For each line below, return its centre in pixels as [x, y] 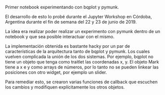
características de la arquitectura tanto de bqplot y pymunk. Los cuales [78, 51]
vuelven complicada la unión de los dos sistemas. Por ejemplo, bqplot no [79, 57]
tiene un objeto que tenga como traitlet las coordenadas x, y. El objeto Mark [82, 62]
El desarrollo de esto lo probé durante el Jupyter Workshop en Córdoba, [79, 16]
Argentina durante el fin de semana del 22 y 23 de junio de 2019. [71, 22]
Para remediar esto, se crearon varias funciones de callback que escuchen [82, 82]
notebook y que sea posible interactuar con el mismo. [60, 37]
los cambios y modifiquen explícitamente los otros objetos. [65, 87]
